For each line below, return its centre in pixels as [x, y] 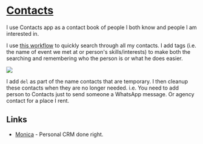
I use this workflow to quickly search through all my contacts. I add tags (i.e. [101, 45]
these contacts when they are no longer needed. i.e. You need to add [93, 88]
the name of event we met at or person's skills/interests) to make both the [98, 51]
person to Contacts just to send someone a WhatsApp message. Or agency [101, 94]
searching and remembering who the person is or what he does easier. [95, 58]
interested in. [23, 33]
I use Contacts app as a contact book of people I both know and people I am [101, 27]
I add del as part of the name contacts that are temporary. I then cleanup [97, 81]
